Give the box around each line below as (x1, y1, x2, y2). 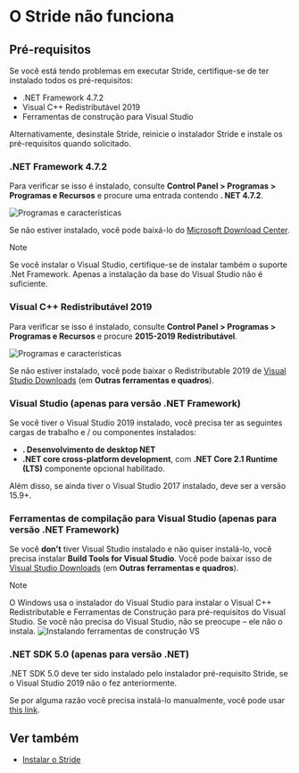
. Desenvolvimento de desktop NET (21, 444, 156, 455)
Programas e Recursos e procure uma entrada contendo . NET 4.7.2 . (9, 190, 263, 201)
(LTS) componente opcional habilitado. (21, 463, 165, 474)
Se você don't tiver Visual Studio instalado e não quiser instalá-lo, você (9, 543, 272, 555)
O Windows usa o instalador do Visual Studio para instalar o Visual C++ (9, 597, 272, 609)
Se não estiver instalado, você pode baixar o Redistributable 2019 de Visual (9, 365, 287, 376)
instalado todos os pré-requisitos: (9, 75, 134, 86)
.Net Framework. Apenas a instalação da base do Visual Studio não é (9, 269, 263, 280)
